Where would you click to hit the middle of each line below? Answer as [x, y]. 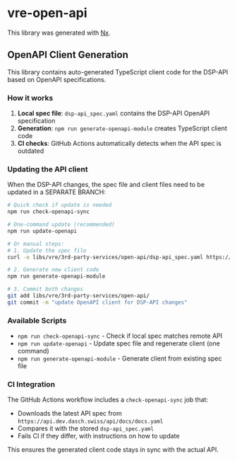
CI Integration [31, 385]
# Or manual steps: [36, 244]
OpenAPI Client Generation [68, 55]
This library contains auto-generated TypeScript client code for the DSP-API [118, 72]
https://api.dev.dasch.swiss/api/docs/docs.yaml [90, 422]
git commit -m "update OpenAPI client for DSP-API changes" [98, 302]
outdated [31, 151]
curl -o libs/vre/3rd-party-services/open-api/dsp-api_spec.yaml [105, 257]
